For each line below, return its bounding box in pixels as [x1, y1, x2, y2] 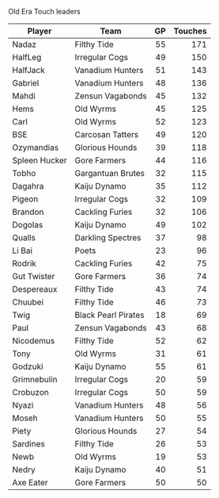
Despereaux [12, 284, 58, 294]
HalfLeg [12, 52, 42, 63]
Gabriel [12, 78, 40, 88]
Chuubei [12, 297, 44, 308]
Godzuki [12, 361, 43, 372]
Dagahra [12, 181, 44, 191]
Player [27, 25, 52, 36]
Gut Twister [12, 271, 55, 282]
